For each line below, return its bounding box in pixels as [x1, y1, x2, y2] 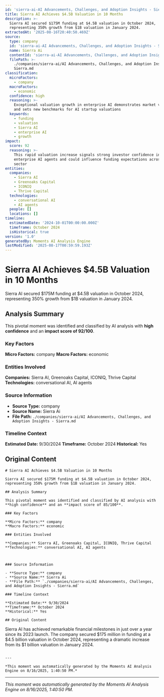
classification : [5, 71, 38, 76]
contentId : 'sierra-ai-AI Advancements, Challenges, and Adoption [9, 52, 147, 58]
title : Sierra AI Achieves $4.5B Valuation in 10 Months [5, 12, 123, 17]
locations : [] [9, 211, 38, 216]
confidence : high [9, 93, 45, 98]
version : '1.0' [5, 234, 36, 239]
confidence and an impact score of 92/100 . [5, 328, 94, 334]
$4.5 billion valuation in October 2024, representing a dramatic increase [5, 636, 150, 642]
